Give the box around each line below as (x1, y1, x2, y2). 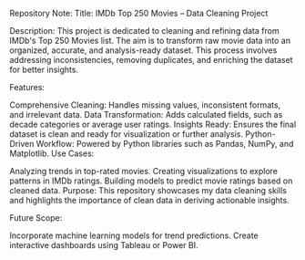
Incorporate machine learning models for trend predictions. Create (9, 230, 259, 241)
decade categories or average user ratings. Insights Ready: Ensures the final (9, 119, 297, 130)
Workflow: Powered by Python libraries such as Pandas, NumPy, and (36, 139, 294, 149)
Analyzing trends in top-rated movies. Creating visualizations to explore (9, 166, 278, 176)
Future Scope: (9, 213, 63, 223)
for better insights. (9, 64, 79, 75)
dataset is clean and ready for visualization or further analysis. (9, 129, 244, 140)
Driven (9, 139, 35, 149)
